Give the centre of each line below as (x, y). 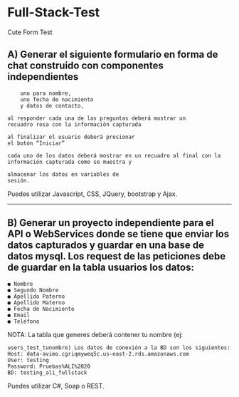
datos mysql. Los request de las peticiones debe (117, 256)
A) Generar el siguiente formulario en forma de (113, 55)
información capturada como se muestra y (70, 162)
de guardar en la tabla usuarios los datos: (101, 268)
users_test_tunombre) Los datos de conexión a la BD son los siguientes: (119, 347)
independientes (43, 77)
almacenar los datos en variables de (63, 174)
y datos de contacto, (52, 105)
